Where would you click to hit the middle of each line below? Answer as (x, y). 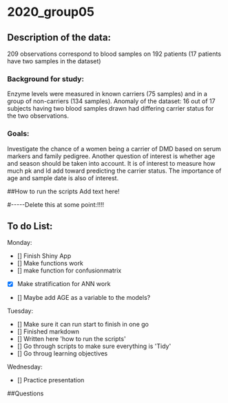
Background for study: (46, 78)
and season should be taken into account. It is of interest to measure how (111, 163)
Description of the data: (59, 37)
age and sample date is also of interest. (63, 178)
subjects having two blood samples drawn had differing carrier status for (111, 109)
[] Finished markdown (48, 331)
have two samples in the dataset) (54, 61)
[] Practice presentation (51, 380)
